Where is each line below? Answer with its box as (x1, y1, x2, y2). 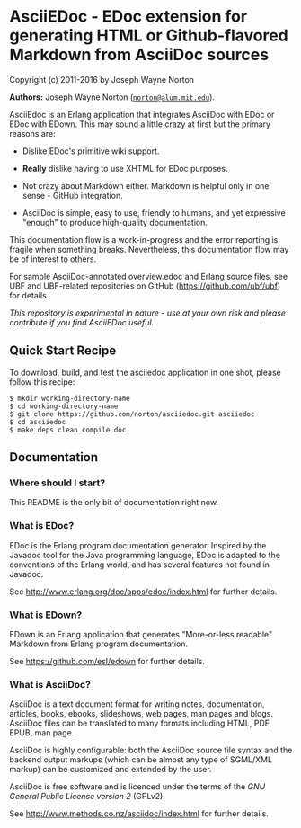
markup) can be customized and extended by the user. (9, 764, 213, 775)
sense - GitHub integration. (22, 190, 123, 200)
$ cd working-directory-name (9, 402, 119, 411)
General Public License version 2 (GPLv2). (9, 791, 166, 802)
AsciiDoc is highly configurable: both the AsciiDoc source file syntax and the (9, 744, 293, 756)
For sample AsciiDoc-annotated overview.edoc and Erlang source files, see (9, 271, 288, 281)
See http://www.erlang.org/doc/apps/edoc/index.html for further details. (9, 586, 278, 597)
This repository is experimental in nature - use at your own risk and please (9, 307, 286, 318)
